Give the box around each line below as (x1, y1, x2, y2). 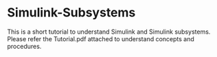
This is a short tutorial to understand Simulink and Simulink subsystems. (7, 27, 211, 36)
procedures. (7, 42, 42, 50)
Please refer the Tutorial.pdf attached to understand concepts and (7, 34, 194, 43)
